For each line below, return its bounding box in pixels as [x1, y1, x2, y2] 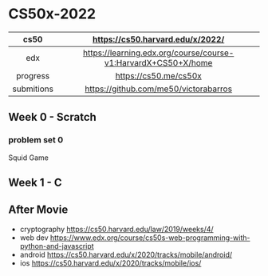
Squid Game [8, 153, 49, 162]
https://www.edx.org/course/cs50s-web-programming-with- [49, 233, 250, 242]
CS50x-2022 [8, 5, 97, 23]
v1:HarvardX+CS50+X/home [104, 57, 213, 68]
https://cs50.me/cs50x [115, 70, 202, 81]
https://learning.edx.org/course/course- [82, 47, 235, 58]
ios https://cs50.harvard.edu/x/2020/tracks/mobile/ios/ [19, 258, 202, 268]
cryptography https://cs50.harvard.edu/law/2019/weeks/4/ [19, 224, 214, 234]
